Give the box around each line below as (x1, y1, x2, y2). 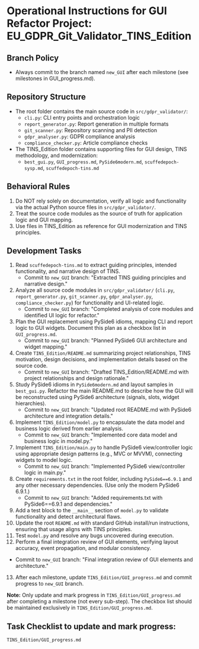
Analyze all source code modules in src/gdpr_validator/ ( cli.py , (15, 287, 175, 294)
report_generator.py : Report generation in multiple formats (24, 120, 169, 127)
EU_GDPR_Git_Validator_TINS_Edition (7, 30, 192, 43)
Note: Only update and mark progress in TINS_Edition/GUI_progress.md (7, 592, 181, 599)
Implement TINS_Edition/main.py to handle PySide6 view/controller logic (15, 444, 193, 451)
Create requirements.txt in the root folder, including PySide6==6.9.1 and (15, 475, 192, 483)
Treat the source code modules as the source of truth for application (15, 210, 182, 217)
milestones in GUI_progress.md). (15, 75, 95, 82)
